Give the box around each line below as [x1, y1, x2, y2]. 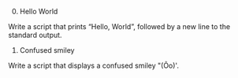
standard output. [8, 31, 62, 39]
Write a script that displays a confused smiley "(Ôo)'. [8, 61, 180, 70]
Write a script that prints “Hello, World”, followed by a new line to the [8, 22, 231, 31]
